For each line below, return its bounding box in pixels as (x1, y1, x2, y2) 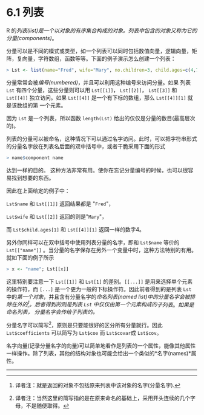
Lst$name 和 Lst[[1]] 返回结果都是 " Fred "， (6, 200, 114, 207)
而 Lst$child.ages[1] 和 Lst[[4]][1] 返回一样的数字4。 (6, 225, 145, 233)
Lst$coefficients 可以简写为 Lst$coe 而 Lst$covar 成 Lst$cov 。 (6, 329, 162, 336)
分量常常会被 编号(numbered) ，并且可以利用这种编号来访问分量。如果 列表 (6, 78, 191, 86)
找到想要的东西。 (11, 174, 54, 181)
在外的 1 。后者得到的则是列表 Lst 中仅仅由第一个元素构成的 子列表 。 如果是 (11, 300, 195, 308)
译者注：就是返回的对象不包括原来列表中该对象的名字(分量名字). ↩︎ (15, 381, 181, 389)
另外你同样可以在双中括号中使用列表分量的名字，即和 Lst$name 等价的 (6, 238, 180, 246)
